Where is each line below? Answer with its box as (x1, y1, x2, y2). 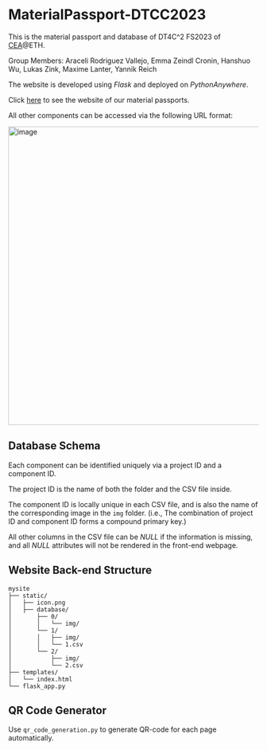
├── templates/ (8, 668, 59, 676)
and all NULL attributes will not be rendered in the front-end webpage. (8, 540, 238, 550)
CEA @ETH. (8, 40, 45, 49)
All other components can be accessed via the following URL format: (8, 110, 233, 120)
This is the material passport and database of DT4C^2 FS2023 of (8, 32, 221, 41)
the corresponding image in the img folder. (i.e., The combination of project (8, 508, 253, 518)
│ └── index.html (8, 675, 73, 683)
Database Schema (8, 439, 101, 453)
